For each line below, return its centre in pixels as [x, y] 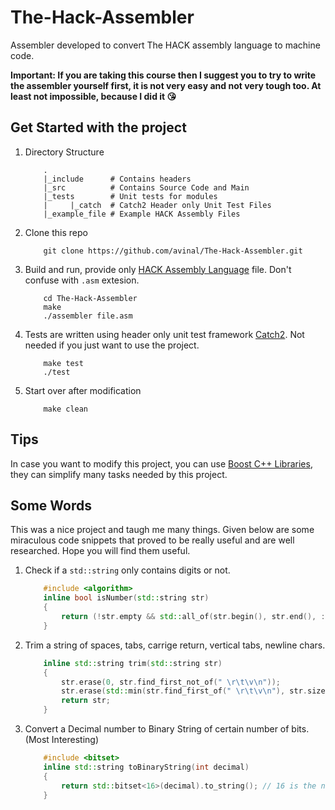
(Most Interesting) [62, 739]
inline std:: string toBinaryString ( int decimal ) [146, 767]
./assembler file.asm [88, 316]
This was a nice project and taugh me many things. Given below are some [162, 530]
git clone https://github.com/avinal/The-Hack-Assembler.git [173, 251]
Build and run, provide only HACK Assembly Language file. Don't [158, 269]
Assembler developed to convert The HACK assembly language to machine [165, 45]
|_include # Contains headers [117, 179]
